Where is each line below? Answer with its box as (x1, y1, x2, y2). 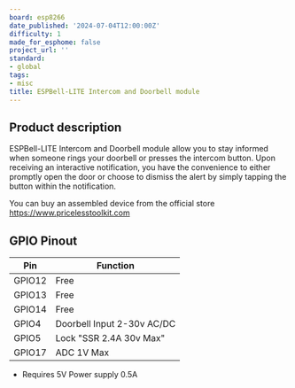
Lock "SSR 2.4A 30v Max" (55, 332, 166, 345)
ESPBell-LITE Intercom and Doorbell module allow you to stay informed (9, 144, 268, 154)
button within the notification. (9, 181, 117, 191)
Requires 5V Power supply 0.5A (21, 369, 138, 380)
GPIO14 (13, 303, 47, 315)
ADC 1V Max (55, 346, 109, 359)
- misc (9, 79, 34, 88)
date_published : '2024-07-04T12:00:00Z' (9, 21, 161, 30)
